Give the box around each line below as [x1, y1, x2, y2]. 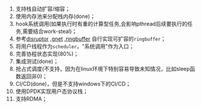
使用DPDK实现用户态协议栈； [15, 88, 89, 95]
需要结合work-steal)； [22, 28, 77, 35]
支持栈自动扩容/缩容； [15, 5, 71, 12]
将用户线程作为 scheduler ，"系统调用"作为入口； [15, 43, 134, 50]
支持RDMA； [15, 95, 47, 102]
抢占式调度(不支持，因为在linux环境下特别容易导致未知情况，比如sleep [15, 65, 190, 72]
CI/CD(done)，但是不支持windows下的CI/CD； [15, 80, 131, 87]
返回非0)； [20, 73, 47, 80]
